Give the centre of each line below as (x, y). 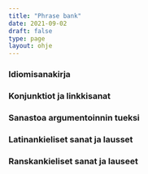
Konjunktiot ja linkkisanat (60, 95)
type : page (27, 38)
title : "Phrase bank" (45, 16)
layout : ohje (30, 46)
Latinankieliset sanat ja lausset (71, 139)
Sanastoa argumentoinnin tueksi (74, 117)
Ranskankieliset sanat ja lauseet (73, 161)
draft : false (30, 31)
